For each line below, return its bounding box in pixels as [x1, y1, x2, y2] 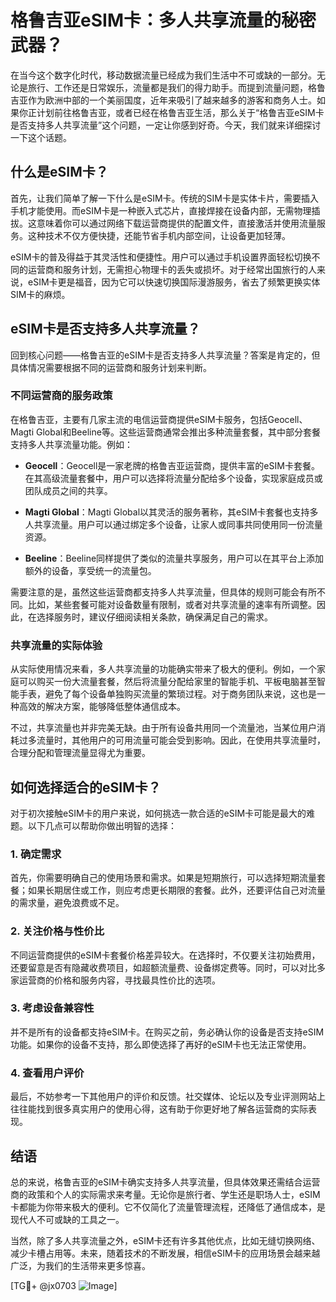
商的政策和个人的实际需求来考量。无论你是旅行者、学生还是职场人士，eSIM [10, 1188, 321, 1200]
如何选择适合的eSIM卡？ [10, 779, 162, 796]
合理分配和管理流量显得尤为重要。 [10, 747, 151, 759]
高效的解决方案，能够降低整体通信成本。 [18, 701, 186, 713]
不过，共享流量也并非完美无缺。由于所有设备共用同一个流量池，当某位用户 [10, 722, 317, 734]
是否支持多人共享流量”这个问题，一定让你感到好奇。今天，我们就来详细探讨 [10, 119, 322, 131]
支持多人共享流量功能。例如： [10, 438, 133, 450]
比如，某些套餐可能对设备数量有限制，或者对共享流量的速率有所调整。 [27, 598, 317, 610]
